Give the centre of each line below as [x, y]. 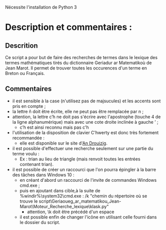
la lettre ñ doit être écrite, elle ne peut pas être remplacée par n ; [78, 111]
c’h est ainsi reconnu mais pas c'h [54, 127]
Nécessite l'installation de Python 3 [41, 7]
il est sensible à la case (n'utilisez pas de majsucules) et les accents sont [86, 101]
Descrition [21, 45]
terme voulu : [26, 153]
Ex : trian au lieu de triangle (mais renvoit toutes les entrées [80, 159]
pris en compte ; [29, 106]
